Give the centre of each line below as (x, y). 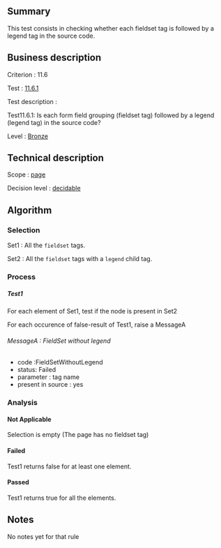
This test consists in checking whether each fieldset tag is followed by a (111, 28)
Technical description (56, 158)
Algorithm (30, 210)
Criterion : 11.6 (28, 74)
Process (22, 277)
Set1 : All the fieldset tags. (46, 245)
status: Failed (37, 370)
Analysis (23, 403)
